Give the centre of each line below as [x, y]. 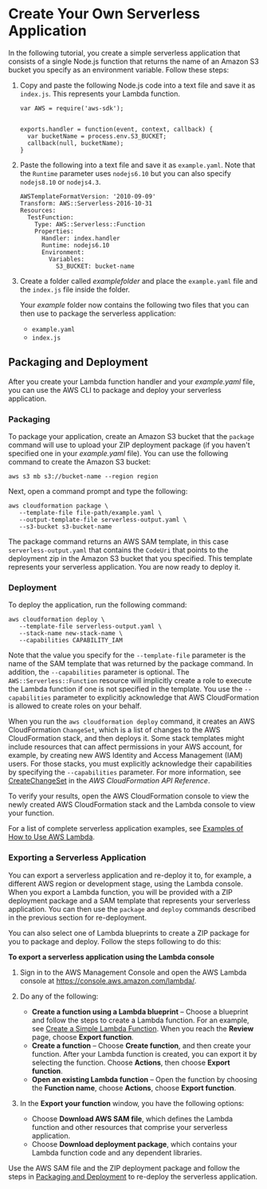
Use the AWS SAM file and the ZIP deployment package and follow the [124, 1167]
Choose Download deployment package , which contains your [134, 1144]
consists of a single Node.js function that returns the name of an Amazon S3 [133, 61]
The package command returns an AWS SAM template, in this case [118, 542]
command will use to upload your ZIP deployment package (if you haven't [129, 445]
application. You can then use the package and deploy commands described [132, 908]
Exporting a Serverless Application [77, 857]
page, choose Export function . [82, 1037]
